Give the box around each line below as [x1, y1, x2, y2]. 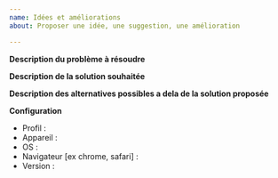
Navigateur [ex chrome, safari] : [21, 150, 139, 161]
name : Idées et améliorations [9, 12, 122, 22]
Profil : [21, 122, 47, 133]
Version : [21, 160, 55, 171]
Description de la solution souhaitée [9, 70, 146, 81]
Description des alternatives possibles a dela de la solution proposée [9, 88, 269, 99]
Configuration [9, 105, 62, 116]
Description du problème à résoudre [9, 53, 146, 64]
